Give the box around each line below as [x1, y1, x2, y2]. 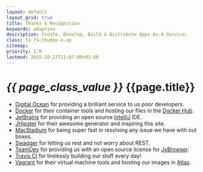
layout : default [6, 9, 47, 15]
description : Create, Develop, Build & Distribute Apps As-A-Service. [6, 32, 188, 38]
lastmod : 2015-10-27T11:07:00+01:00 [6, 54, 99, 60]
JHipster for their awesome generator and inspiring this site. [15, 120, 165, 127]
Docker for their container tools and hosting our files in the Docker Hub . [15, 107, 195, 114]
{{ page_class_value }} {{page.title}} [6, 80, 195, 94]
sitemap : [6, 43, 28, 49]
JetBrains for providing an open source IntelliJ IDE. [15, 113, 142, 120]
